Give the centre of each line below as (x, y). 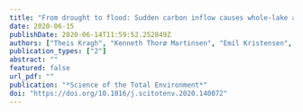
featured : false (40, 69)
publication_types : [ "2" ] (58, 51)
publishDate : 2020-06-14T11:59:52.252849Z (90, 34)
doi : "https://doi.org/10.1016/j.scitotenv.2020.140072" (119, 93)
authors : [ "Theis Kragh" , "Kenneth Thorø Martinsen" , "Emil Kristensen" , (151, 43)
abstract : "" (34, 60)
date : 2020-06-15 (42, 26)
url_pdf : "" (32, 77)
